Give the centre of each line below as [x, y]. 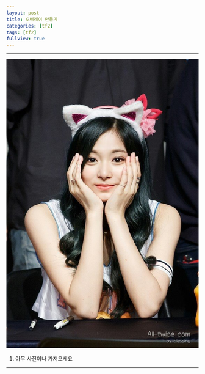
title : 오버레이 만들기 [32, 19]
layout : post [23, 13]
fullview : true [26, 39]
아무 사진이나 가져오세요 [44, 358]
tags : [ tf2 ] [21, 32]
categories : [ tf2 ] [30, 26]
